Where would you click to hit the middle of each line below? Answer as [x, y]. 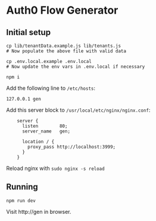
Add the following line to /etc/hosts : [51, 88]
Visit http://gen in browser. [39, 211]
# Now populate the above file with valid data [66, 51]
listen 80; [45, 126]
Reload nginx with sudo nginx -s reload [56, 168]
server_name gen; [46, 131]
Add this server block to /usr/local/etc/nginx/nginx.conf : [78, 110]
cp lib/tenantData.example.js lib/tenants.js [63, 46]
